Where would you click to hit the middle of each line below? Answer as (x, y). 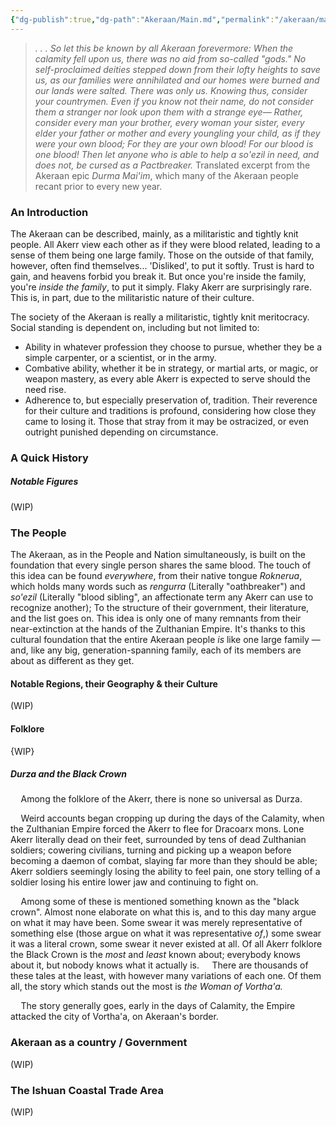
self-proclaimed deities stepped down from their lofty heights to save (177, 69)
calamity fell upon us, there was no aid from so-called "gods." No (170, 58)
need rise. (45, 389)
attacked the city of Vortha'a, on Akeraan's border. (114, 1017)
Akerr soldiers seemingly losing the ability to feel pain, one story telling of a (165, 872)
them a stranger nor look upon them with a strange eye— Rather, (169, 112)
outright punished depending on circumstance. (121, 432)
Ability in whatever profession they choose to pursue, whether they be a (173, 347)
